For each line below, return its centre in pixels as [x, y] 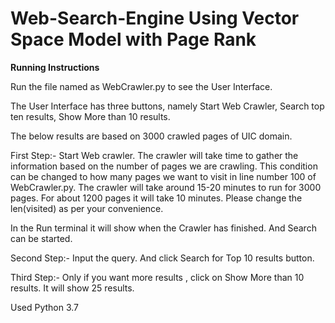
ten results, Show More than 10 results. [90, 116]
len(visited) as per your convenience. [87, 208]
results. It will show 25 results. [72, 288]
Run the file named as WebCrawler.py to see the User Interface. [141, 86]
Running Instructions [55, 67]
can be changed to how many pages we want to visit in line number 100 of [163, 176]
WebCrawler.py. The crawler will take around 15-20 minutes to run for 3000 [166, 187]
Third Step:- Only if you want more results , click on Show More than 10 [157, 277]
